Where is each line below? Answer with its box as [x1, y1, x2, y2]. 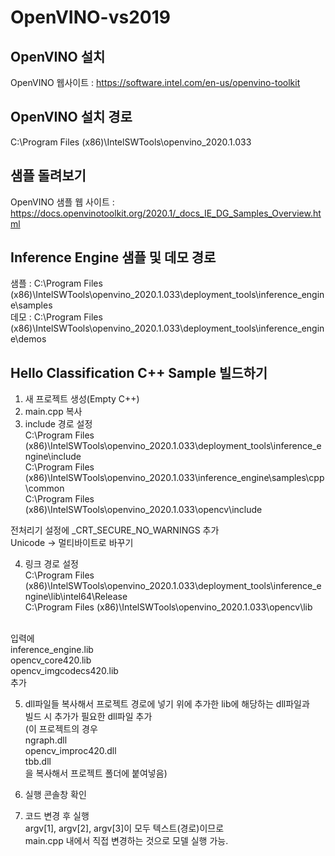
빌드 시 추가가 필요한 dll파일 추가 [24, 711, 153, 723]
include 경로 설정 [24, 418, 93, 430]
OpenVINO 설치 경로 [10, 109, 133, 126]
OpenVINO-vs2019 [10, 6, 171, 29]
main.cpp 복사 [24, 406, 83, 418]
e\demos [10, 333, 47, 345]
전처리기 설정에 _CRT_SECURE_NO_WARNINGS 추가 [10, 524, 220, 536]
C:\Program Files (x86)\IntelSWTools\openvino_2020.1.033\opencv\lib [24, 601, 313, 613]
